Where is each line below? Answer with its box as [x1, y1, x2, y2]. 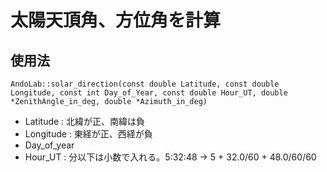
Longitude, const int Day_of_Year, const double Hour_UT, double [10, 88, 288, 98]
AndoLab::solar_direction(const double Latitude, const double [10, 79, 280, 89]
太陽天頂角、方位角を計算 [10, 9, 222, 32]
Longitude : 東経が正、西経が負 [24, 128, 153, 140]
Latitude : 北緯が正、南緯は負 [24, 116, 146, 127]
